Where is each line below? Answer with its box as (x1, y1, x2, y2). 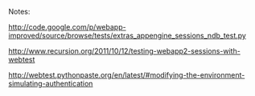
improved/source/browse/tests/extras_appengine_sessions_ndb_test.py (8, 31, 247, 40)
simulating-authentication (8, 79, 93, 88)
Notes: (8, 7, 31, 16)
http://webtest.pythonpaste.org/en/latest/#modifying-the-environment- (8, 70, 245, 79)
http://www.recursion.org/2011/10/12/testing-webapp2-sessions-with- (8, 46, 241, 55)
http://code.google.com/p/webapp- (8, 22, 126, 31)
